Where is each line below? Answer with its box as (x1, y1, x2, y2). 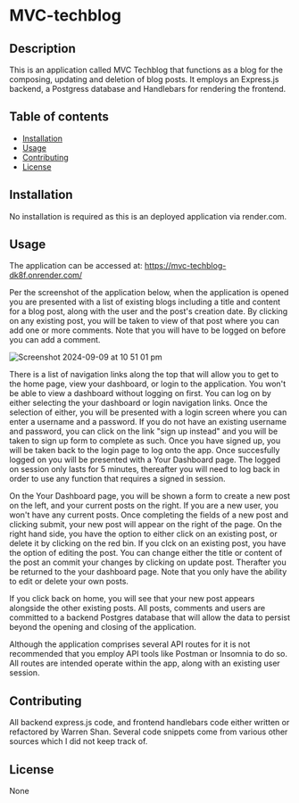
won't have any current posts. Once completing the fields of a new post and (9, 509, 288, 520)
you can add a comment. (9, 335, 101, 345)
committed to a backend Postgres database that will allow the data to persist (9, 612, 291, 623)
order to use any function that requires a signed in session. (9, 474, 226, 484)
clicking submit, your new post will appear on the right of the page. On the (9, 519, 283, 530)
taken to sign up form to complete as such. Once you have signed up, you (9, 435, 281, 446)
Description (9, 41, 76, 56)
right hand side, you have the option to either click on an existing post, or (9, 528, 278, 540)
